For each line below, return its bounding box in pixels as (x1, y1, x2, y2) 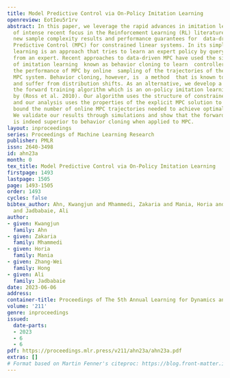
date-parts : (13, 322, 48, 329)
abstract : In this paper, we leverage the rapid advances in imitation (7, 23, 216, 29)
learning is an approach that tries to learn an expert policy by (13, 49, 207, 55)
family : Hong (13, 264, 51, 271)
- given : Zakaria (7, 233, 57, 240)
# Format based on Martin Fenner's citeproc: (7, 360, 139, 367)
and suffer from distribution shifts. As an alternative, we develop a (13, 80, 222, 87)
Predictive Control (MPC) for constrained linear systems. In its (13, 42, 207, 49)
